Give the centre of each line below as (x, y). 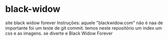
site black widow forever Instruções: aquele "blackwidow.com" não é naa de (84, 23)
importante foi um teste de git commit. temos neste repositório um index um (83, 28)
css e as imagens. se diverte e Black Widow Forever (59, 33)
